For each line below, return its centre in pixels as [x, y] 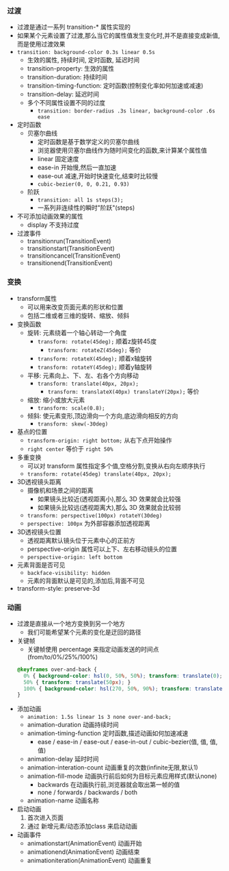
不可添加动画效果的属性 [50, 217]
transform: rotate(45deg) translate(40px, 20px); [99, 474]
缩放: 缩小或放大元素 [56, 400]
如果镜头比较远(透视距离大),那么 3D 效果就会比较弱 [109, 507]
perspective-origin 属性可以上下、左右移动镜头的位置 [102, 549]
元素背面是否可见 [41, 565]
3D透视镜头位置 [39, 532]
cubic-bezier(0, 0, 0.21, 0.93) [83, 184]
